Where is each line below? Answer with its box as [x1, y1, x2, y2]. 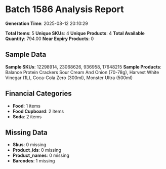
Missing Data [5, 128, 48, 137]
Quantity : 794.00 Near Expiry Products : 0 [5, 36, 94, 42]
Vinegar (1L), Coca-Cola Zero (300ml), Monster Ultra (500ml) [5, 75, 133, 81]
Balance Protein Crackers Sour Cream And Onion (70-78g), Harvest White [5, 69, 159, 75]
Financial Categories [5, 89, 72, 98]
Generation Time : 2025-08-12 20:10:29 [5, 20, 89, 26]
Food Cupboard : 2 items [12, 108, 64, 114]
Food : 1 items [12, 103, 40, 109]
